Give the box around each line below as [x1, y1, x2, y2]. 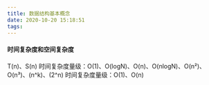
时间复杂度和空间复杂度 [7, 45, 74, 53]
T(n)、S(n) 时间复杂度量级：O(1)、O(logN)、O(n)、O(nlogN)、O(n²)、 [7, 62, 206, 70]
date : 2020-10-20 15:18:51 [7, 17, 85, 23]
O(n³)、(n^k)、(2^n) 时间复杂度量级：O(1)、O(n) [7, 70, 144, 79]
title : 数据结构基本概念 [7, 10, 71, 17]
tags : [7, 23, 23, 30]
